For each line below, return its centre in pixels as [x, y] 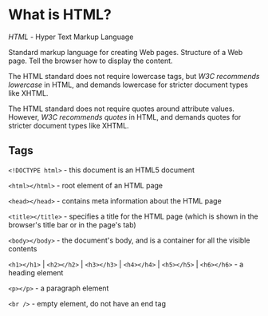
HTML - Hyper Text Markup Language [71, 37]
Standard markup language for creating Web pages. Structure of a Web [126, 52]
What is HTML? [60, 15]
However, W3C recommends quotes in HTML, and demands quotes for [125, 117]
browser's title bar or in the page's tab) [73, 224]
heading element [36, 272]
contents [23, 248]
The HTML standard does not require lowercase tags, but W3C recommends [134, 76]
